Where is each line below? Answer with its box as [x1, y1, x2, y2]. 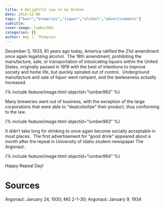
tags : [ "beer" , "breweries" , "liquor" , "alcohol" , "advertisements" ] [5, 16, 141, 21]
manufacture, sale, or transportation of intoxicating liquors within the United [5, 59, 158, 64]
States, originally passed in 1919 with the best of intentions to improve [5, 63, 146, 69]
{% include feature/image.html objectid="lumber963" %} [5, 118, 120, 124]
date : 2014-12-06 [5, 12, 41, 17]
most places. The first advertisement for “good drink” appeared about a [5, 133, 151, 139]
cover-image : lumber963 [5, 26, 54, 30]
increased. [5, 79, 27, 85]
